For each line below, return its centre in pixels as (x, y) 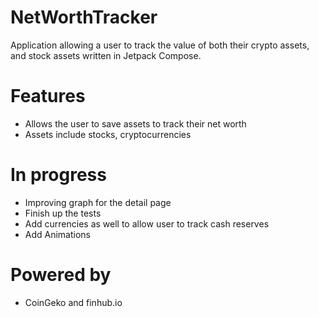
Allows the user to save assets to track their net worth (135, 123)
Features (48, 96)
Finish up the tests (63, 213)
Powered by (61, 275)
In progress (58, 175)
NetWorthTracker (84, 17)
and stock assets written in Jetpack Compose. (106, 55)
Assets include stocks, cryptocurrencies (108, 134)
